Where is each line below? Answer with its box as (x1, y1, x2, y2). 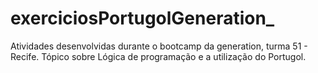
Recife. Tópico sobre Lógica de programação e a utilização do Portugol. (10, 50, 307, 62)
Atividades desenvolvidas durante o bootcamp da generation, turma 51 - (10, 40, 308, 52)
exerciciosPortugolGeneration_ (10, 7, 275, 30)
